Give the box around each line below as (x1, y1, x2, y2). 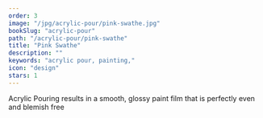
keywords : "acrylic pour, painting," (8, 57, 136, 65)
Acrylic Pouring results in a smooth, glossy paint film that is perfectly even (8, 93, 256, 103)
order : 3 (8, 11, 38, 20)
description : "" (8, 49, 63, 57)
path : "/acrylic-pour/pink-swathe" (8, 34, 128, 43)
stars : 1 (8, 71, 38, 79)
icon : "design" (8, 64, 60, 72)
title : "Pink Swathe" (8, 42, 81, 50)
